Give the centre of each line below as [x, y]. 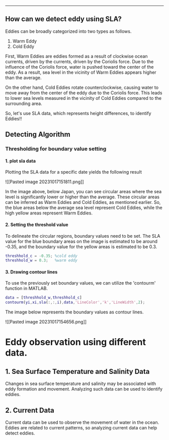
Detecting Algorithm [38, 134]
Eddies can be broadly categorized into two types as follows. [68, 31]
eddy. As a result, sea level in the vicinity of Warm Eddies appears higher [81, 72]
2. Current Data [30, 410]
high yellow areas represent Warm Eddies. [49, 213]
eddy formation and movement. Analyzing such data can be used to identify [84, 389]
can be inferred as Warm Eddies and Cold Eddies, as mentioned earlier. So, [83, 202]
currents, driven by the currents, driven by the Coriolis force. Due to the [79, 62]
